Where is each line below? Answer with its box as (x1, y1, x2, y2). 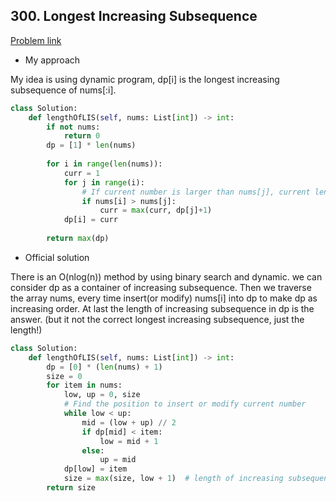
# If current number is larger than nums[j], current (81, 187, 311, 197)
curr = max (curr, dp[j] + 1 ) (99, 205, 213, 216)
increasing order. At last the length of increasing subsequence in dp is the (10, 302, 315, 314)
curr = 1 (63, 168, 101, 178)
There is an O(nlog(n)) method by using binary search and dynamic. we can (10, 270, 323, 283)
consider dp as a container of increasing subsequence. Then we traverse (10, 281, 312, 293)
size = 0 (46, 371, 83, 381)
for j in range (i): (63, 177, 145, 188)
